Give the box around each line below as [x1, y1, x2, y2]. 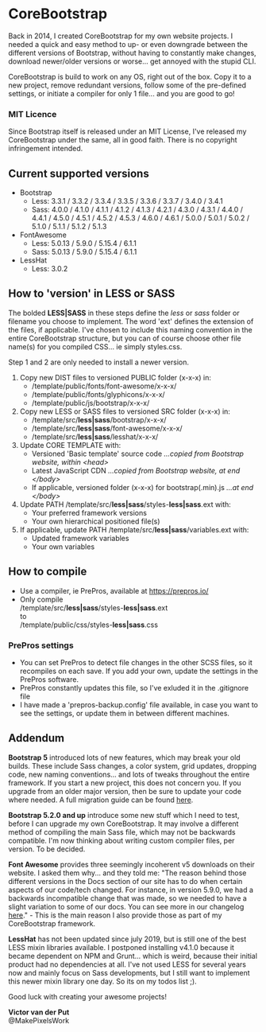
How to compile [8, 565, 87, 578]
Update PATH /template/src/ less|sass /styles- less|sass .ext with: [19, 499, 232, 509]
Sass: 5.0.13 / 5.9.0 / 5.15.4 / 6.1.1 [31, 247, 137, 257]
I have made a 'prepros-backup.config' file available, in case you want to [19, 699, 258, 709]
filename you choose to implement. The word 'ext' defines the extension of [8, 316, 254, 326]
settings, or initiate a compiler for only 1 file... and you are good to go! [8, 88, 236, 98]
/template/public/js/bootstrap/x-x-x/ [31, 398, 150, 407]
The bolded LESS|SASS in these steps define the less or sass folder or [8, 308, 240, 317]
